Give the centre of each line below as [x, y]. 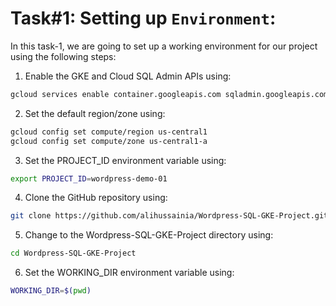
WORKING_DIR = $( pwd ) [51, 291]
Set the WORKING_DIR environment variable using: [129, 273]
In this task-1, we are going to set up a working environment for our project [164, 46]
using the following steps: [63, 56]
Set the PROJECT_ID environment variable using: [125, 160]
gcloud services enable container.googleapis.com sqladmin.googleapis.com [169, 94]
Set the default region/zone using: [95, 113]
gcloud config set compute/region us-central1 [109, 132]
